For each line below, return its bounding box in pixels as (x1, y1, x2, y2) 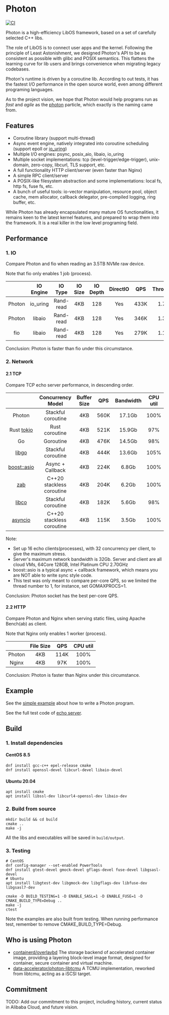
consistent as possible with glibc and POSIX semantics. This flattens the (6, 55, 155, 61)
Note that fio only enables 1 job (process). (6, 271, 92, 277)
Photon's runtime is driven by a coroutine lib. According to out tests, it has (6, 76, 159, 82)
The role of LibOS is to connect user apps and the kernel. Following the (6, 44, 152, 50)
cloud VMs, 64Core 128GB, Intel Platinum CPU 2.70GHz (13, 561, 128, 567)
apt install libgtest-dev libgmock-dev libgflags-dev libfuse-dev (6, 880, 147, 885)
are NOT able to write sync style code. (13, 572, 93, 578)
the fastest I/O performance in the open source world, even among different (6, 81, 162, 87)
